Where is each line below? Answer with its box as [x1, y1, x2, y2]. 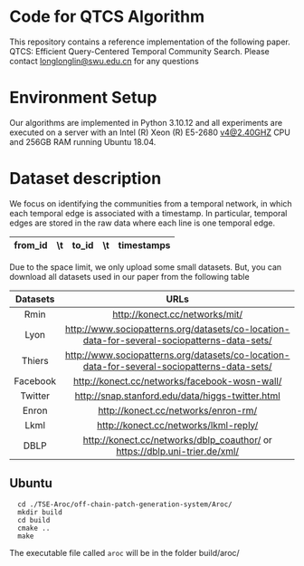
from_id [14, 238, 48, 251]
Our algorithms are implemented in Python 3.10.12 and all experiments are [9, 117, 283, 128]
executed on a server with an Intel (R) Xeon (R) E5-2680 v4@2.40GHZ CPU [9, 127, 291, 138]
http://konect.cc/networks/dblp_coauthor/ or [82, 433, 273, 446]
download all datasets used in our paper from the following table [9, 271, 251, 282]
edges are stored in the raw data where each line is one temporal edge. [9, 217, 276, 228]
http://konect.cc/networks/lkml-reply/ [96, 418, 259, 431]
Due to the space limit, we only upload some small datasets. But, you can [9, 261, 282, 273]
